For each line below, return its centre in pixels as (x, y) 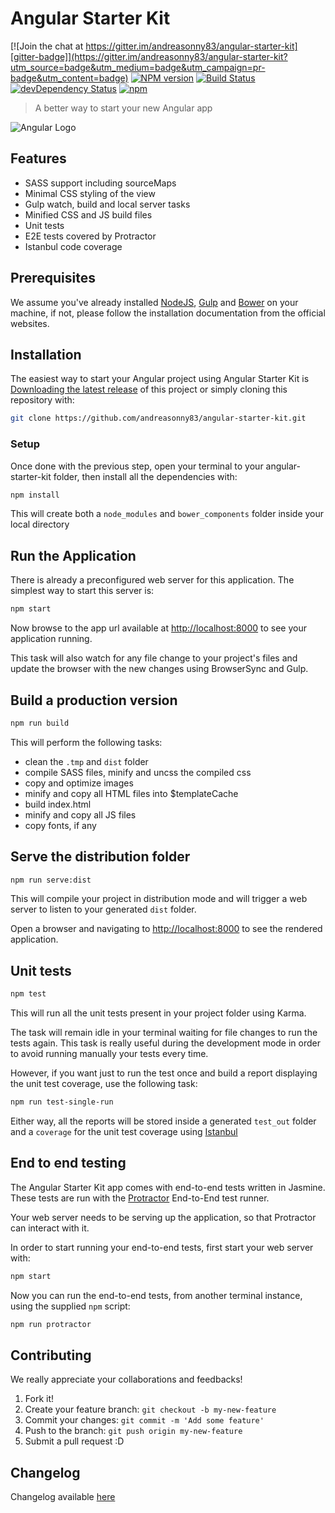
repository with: (42, 400)
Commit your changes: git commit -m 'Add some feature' (144, 1420)
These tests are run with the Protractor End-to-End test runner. (140, 1198)
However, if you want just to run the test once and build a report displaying (164, 1073)
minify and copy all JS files (80, 814)
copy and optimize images (79, 783)
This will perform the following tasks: (86, 742)
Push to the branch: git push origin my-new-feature (133, 1431)
